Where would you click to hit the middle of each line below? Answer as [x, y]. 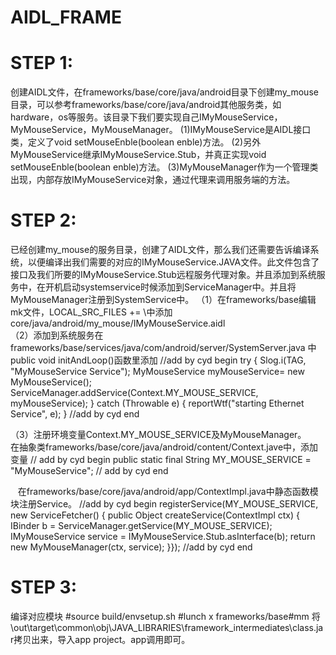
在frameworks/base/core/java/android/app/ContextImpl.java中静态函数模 [168, 492]
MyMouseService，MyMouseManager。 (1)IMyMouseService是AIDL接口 [161, 130]
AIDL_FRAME [66, 17]
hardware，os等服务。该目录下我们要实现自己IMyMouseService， [146, 117]
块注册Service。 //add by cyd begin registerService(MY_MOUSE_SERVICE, [164, 504]
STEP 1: [42, 63]
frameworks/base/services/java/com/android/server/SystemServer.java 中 [163, 348]
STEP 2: [43, 220]
